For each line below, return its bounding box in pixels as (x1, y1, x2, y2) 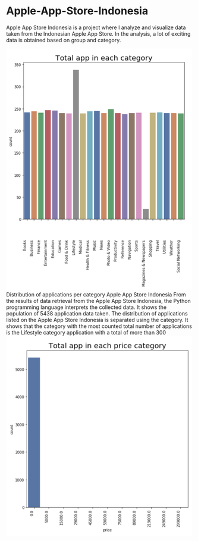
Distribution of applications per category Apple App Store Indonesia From (6, 290, 186, 298)
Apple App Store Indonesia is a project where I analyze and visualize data (6, 24, 186, 31)
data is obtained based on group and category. (6, 36, 121, 43)
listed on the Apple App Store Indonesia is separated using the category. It (6, 316, 188, 323)
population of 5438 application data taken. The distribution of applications (6, 309, 188, 317)
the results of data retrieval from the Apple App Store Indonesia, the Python (6, 297, 191, 304)
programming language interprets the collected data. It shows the (6, 304, 167, 311)
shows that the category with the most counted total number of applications (6, 323, 192, 330)
